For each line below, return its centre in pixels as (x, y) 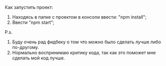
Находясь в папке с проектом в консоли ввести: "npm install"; (79, 17)
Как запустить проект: (29, 7)
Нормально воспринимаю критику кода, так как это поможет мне (84, 53)
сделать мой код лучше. (38, 58)
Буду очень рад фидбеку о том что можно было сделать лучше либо (87, 42)
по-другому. (25, 47)
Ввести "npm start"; (33, 22)
